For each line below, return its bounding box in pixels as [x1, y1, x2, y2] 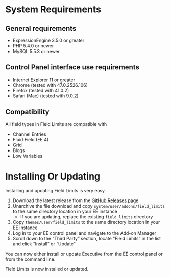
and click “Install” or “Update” [12, 241, 76, 247]
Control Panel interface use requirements [5, 63, 139, 72]
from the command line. [5, 256, 56, 262]
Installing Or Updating [5, 170, 101, 182]
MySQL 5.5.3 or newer [12, 48, 60, 54]
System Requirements [5, 4, 101, 15]
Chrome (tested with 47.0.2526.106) [12, 82, 88, 88]
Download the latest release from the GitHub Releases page [12, 197, 139, 204]
